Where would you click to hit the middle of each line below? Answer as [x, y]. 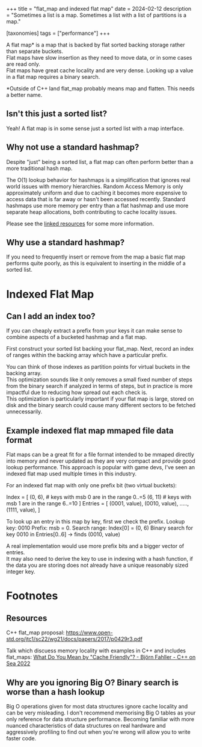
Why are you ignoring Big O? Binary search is [93, 682]
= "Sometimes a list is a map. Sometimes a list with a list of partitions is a [96, 15]
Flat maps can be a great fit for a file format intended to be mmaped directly [100, 455]
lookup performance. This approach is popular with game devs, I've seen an [101, 467]
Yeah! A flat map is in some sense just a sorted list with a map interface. [95, 128]
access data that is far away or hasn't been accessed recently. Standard [96, 199]
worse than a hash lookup [56, 692]
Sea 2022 [18, 664]
